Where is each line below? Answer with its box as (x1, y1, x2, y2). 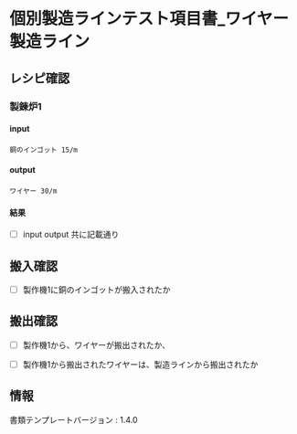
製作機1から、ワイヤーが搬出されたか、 (22, 339, 171, 350)
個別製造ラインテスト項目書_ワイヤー (9, 8, 290, 29)
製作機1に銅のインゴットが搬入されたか (22, 284, 171, 295)
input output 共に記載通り (22, 229, 120, 240)
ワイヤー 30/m (9, 186, 58, 196)
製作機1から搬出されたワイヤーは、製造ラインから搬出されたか (22, 358, 259, 370)
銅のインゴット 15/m (9, 145, 79, 154)
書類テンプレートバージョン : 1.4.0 (9, 414, 139, 425)
